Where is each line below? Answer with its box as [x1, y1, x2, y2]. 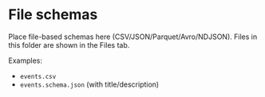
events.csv [19, 72, 57, 80]
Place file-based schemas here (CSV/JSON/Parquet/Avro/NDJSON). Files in [8, 32, 258, 41]
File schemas [8, 6, 98, 24]
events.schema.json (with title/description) [19, 80, 160, 89]
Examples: [8, 56, 42, 65]
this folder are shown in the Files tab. [8, 40, 130, 49]
